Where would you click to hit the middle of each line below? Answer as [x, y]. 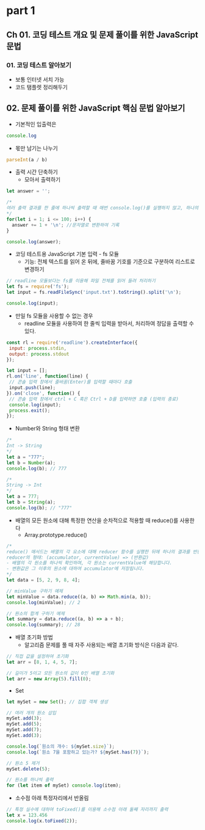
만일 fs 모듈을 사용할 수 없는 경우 [54, 316]
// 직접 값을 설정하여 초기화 [38, 657]
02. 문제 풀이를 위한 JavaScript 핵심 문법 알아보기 [96, 108]
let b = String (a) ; [31, 502]
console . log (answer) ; [34, 242]
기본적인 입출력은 [36, 124]
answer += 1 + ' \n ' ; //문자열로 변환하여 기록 [66, 225]
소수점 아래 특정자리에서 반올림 [52, 798]
